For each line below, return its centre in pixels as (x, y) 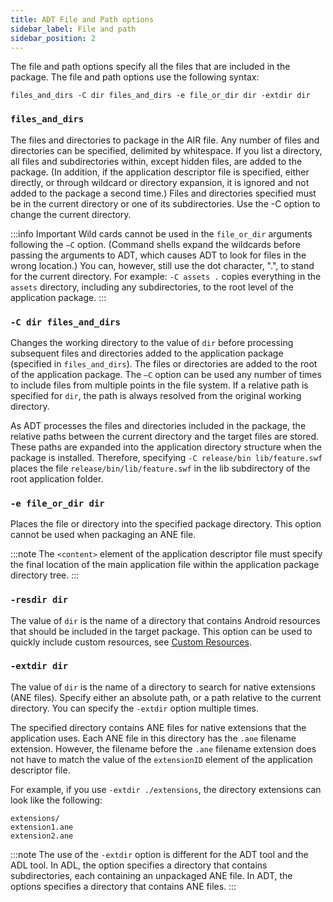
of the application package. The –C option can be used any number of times (166, 374)
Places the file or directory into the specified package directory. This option (166, 524)
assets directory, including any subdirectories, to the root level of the (152, 287)
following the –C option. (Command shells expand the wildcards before (156, 244)
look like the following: (56, 800)
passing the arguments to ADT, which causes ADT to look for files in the (158, 255)
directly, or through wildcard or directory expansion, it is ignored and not (160, 182)
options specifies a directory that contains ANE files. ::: (123, 886)
